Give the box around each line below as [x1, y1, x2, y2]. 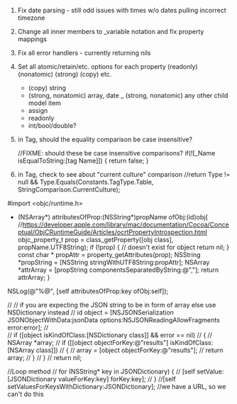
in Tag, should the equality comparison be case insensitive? [17, 135, 193, 143]
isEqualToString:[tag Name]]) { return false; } [17, 156, 149, 165]
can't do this [7, 390, 44, 398]
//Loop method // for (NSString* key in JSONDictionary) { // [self [7, 367, 196, 376]
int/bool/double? [28, 121, 77, 130]
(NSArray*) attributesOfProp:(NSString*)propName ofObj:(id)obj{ [17, 213, 209, 221]
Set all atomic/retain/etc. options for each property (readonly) [17, 62, 198, 70]
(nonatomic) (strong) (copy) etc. [17, 70, 112, 78]
